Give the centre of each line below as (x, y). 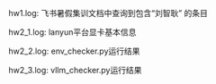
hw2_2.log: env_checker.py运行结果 (74, 51)
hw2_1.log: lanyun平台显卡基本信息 (72, 32)
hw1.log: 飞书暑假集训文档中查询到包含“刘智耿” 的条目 (108, 13)
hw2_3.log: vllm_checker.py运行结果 (75, 70)
